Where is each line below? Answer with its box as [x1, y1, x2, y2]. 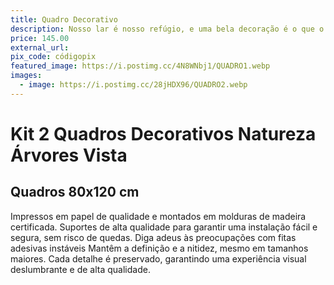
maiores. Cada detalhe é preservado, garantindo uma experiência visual [10, 252, 307, 265]
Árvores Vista [10, 144, 128, 166]
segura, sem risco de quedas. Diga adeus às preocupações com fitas [10, 231, 297, 243]
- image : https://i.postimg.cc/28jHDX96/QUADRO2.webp [19, 80, 248, 90]
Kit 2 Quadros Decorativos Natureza [10, 122, 317, 145]
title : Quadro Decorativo [10, 14, 118, 25]
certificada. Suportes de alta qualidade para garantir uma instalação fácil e [10, 221, 318, 233]
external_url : [10, 42, 70, 53]
